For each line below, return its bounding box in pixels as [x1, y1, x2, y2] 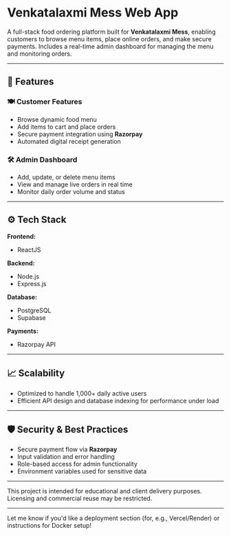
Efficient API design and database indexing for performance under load [16, 396, 219, 405]
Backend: [7, 259, 35, 267]
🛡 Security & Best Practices [7, 423, 129, 435]
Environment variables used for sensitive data [16, 467, 147, 475]
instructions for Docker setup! [7, 522, 91, 530]
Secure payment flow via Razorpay [16, 445, 118, 453]
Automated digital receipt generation [16, 137, 122, 145]
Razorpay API [16, 340, 56, 348]
